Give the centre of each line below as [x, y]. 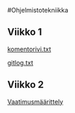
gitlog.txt [21, 62]
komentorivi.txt [29, 49]
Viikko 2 [26, 85]
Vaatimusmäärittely [35, 102]
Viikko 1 [25, 32]
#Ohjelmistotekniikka [38, 10]
